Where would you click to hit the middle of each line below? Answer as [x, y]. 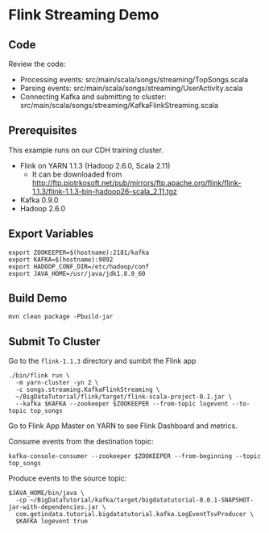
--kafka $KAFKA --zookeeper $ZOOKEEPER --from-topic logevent [122, 404]
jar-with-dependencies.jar [54, 507]
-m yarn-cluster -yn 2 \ [57, 383]
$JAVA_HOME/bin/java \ [46, 493]
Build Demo [38, 299]
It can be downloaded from [77, 174]
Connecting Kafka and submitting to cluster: [93, 97]
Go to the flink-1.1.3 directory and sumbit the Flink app [102, 361]
